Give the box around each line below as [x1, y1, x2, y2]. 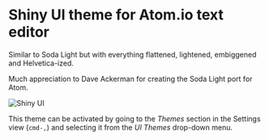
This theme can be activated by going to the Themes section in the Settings [8, 113, 261, 123]
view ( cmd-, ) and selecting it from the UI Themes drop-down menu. [8, 122, 233, 132]
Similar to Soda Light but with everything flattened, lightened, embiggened [8, 49, 257, 59]
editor [8, 23, 50, 41]
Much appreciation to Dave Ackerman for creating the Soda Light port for [8, 74, 253, 83]
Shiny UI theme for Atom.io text [8, 6, 224, 24]
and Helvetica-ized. [8, 58, 75, 68]
